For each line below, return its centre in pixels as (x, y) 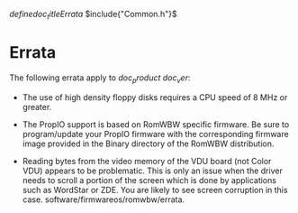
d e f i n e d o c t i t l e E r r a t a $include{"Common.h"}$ (93, 15)
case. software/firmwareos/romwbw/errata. (104, 199)
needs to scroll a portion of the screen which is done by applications (149, 180)
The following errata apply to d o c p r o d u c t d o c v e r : (100, 79)
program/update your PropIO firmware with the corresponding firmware (156, 134)
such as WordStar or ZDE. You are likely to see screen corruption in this (155, 190)
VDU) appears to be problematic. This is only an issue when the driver (153, 171)
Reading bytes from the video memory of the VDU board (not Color (147, 161)
